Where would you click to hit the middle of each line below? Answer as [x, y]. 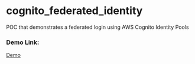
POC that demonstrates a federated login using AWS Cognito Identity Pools [97, 27]
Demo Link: [23, 42]
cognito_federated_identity [74, 11]
